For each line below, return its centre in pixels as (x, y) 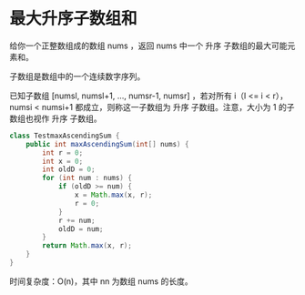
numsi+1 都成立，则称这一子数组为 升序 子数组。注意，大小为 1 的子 (168, 107)
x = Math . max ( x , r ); (113, 195)
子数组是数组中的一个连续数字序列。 (77, 76)
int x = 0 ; (63, 161)
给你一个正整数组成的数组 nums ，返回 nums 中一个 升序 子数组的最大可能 (149, 46)
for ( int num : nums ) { (87, 178)
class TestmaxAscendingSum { (65, 136)
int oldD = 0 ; (69, 169)
